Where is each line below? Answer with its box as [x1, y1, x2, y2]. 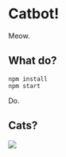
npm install [8, 75, 48, 83]
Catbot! [8, 5, 60, 23]
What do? [8, 54, 57, 67]
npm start [8, 82, 41, 90]
